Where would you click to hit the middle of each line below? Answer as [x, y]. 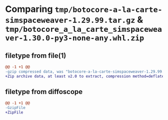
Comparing [29, 9]
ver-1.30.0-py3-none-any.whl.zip [75, 38]
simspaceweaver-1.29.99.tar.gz [70, 21]
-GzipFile [15, 108]
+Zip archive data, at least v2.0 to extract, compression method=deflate [85, 76]
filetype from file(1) [36, 56]
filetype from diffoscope [44, 92]
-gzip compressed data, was [34, 71]
